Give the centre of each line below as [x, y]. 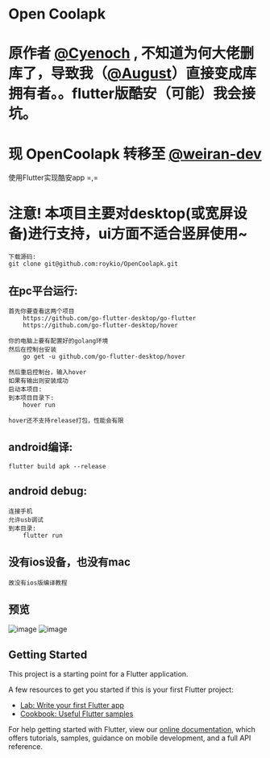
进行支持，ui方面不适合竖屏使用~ [138, 233]
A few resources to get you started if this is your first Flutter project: [121, 689]
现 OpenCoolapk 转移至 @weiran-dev [135, 154]
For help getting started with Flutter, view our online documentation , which [132, 730]
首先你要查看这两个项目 [42, 311]
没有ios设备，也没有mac [70, 562]
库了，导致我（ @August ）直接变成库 [132, 74]
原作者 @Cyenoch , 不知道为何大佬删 [131, 54]
